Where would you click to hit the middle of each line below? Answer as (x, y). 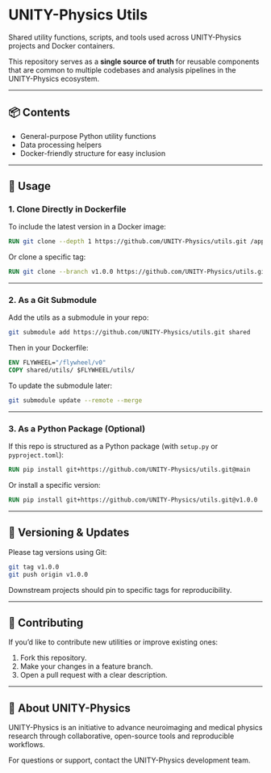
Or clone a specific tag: (47, 257)
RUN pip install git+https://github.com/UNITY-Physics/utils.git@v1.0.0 (133, 500)
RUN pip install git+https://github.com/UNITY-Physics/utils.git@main (129, 470)
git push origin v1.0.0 (48, 574)
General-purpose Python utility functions (88, 136)
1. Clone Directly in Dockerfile (67, 209)
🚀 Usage (29, 186)
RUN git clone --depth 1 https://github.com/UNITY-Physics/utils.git (128, 242)
